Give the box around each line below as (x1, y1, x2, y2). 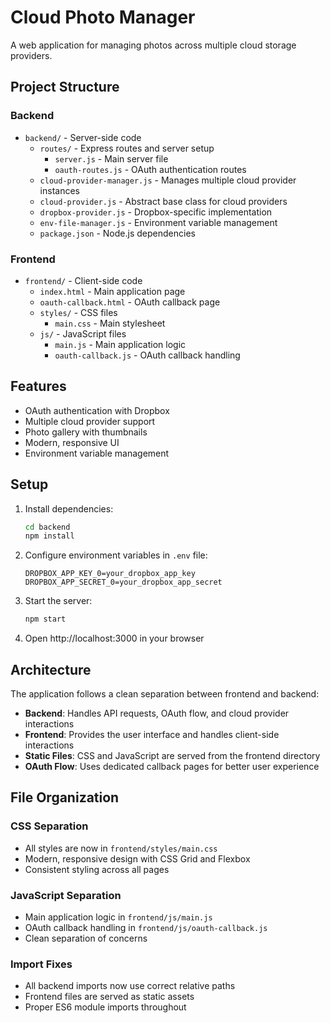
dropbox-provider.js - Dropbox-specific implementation (39, 206, 273, 218)
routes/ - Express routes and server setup (39, 142, 215, 154)
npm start (24, 614, 67, 625)
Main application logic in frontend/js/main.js (24, 911, 213, 923)
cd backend (24, 522, 71, 532)
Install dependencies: (24, 502, 114, 515)
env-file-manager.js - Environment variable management (39, 216, 278, 228)
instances (39, 184, 80, 196)
